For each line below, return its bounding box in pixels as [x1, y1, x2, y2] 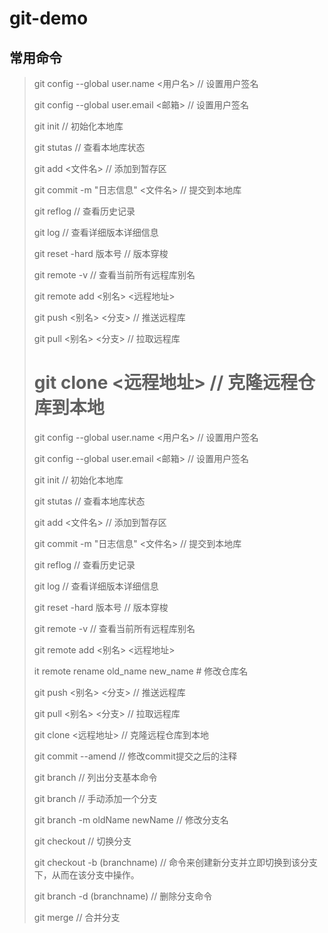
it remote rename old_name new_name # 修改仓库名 [33, 665, 249, 677]
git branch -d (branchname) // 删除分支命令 [33, 890, 213, 902]
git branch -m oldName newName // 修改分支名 [33, 813, 229, 826]
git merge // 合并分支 [33, 911, 121, 923]
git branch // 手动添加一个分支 [33, 792, 158, 804]
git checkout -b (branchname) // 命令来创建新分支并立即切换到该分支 [33, 856, 319, 868]
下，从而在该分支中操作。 [33, 868, 140, 881]
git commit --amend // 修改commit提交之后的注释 [33, 750, 237, 762]
